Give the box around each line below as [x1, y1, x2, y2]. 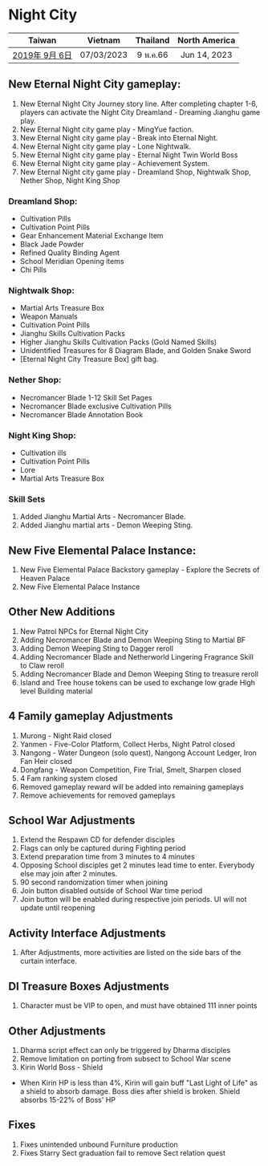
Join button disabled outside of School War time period [19, 886, 203, 896]
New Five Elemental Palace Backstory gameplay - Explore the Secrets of [19, 565, 260, 575]
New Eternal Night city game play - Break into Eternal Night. [19, 132, 218, 142]
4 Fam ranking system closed [19, 773, 118, 783]
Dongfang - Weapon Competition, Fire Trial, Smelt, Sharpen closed [19, 765, 242, 774]
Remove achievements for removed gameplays [19, 790, 176, 800]
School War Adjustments [8, 814, 136, 827]
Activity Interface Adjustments [8, 926, 166, 940]
